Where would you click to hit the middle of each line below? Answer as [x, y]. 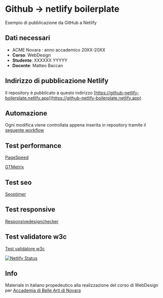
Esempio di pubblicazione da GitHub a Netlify [51, 23]
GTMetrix [14, 167]
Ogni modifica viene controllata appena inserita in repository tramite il [76, 125]
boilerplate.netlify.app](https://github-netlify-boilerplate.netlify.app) [73, 98]
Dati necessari [28, 38]
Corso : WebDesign [31, 55]
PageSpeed [17, 157]
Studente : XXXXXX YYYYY [40, 60]
